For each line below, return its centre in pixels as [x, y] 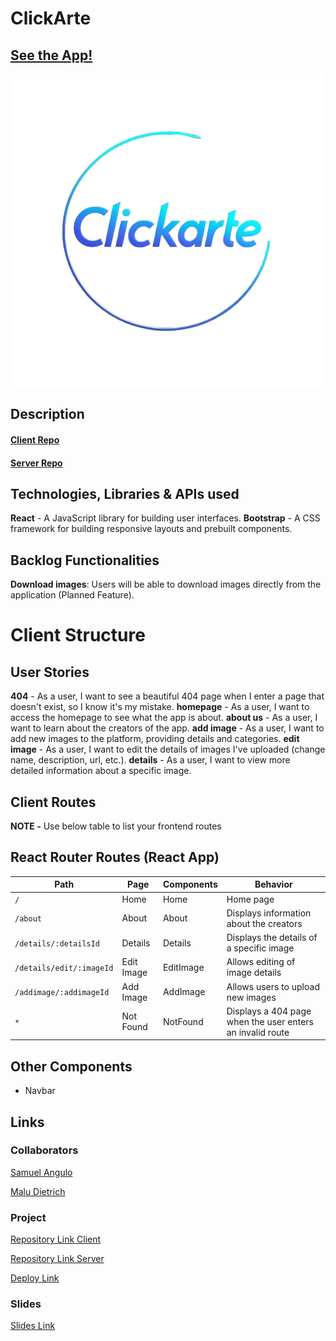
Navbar [40, 1091]
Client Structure [78, 635]
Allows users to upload [273, 986]
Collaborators [44, 1150]
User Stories [50, 672]
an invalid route [258, 1032]
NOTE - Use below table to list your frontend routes [116, 826]
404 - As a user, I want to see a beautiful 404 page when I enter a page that [167, 696]
